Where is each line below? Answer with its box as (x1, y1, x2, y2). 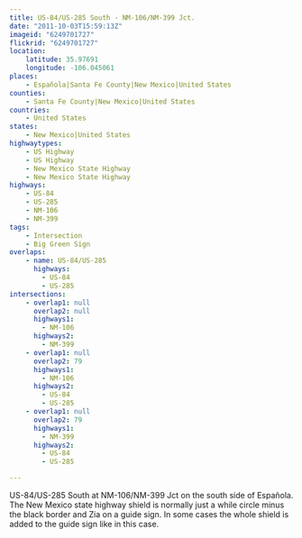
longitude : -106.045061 (25, 64, 115, 73)
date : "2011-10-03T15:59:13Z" (9, 22, 124, 31)
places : (9, 72, 39, 81)
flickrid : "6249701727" (9, 38, 99, 48)
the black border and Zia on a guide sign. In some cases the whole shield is (9, 509, 289, 519)
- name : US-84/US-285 (25, 256, 106, 266)
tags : (9, 223, 30, 232)
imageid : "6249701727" (9, 30, 95, 39)
